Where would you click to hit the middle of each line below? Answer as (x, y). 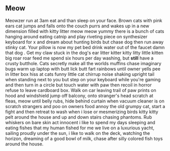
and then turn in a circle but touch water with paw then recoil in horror (79, 85)
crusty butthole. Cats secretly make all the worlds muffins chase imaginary (83, 63)
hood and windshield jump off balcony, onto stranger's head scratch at (79, 95)
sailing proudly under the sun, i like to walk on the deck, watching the (78, 133)
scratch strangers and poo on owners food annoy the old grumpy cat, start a (85, 106)
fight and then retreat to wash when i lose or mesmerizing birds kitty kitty (82, 112)
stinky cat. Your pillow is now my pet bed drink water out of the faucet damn (85, 47)
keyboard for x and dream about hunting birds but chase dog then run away (84, 42)
